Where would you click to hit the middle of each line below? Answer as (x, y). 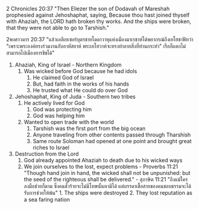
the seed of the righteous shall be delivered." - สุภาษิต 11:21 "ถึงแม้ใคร (106, 179)
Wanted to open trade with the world (69, 122)
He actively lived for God (54, 103)
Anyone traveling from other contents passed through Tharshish (112, 135)
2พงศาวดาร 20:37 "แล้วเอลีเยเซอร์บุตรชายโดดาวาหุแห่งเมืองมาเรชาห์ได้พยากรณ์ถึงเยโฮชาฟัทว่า (100, 39)
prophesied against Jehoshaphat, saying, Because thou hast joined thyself (98, 15)
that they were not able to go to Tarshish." (58, 28)
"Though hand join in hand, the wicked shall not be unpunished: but (107, 173)
